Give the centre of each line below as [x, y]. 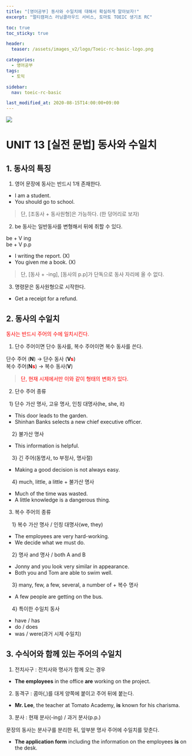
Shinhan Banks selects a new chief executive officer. [78, 422]
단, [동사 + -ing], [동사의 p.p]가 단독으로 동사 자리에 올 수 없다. [92, 274]
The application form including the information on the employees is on [100, 741]
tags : [13, 71]
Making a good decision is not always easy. [67, 469]
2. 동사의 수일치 [33, 319]
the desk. [26, 748]
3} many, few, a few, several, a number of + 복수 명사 [75, 585]
